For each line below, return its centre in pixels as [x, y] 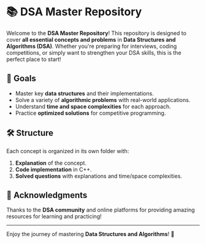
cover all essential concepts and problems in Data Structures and [91, 39]
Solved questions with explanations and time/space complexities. [99, 176]
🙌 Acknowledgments [47, 195]
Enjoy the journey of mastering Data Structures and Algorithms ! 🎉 [90, 234]
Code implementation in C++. [53, 169]
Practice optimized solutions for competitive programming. [90, 113]
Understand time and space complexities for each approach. [93, 106]
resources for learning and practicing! [54, 216]
